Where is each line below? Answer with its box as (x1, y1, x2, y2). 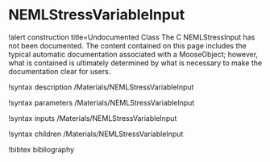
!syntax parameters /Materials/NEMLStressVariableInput (8, 98, 195, 107)
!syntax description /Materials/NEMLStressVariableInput (8, 82, 194, 92)
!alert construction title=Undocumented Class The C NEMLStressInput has (8, 32, 255, 42)
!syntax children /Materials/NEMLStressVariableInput (8, 129, 184, 139)
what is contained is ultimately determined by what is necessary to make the (8, 58, 263, 68)
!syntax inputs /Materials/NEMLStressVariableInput (8, 113, 177, 123)
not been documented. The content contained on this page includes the (8, 40, 247, 50)
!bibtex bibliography (8, 144, 75, 154)
